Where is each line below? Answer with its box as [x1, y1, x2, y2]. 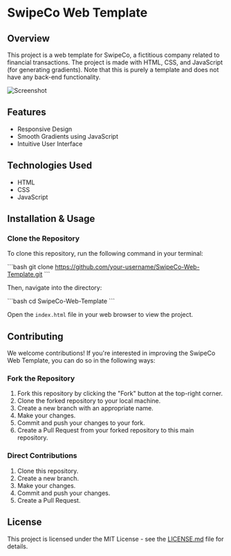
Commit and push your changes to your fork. [17, 419, 145, 427]
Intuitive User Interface [17, 139, 83, 148]
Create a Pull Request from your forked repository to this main [17, 426, 194, 435]
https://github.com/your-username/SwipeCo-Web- [55, 263, 200, 271]
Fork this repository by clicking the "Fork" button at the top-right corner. [17, 390, 223, 398]
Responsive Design [17, 125, 73, 133]
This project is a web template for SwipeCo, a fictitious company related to [7, 51, 220, 59]
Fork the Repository [7, 374, 75, 383]
